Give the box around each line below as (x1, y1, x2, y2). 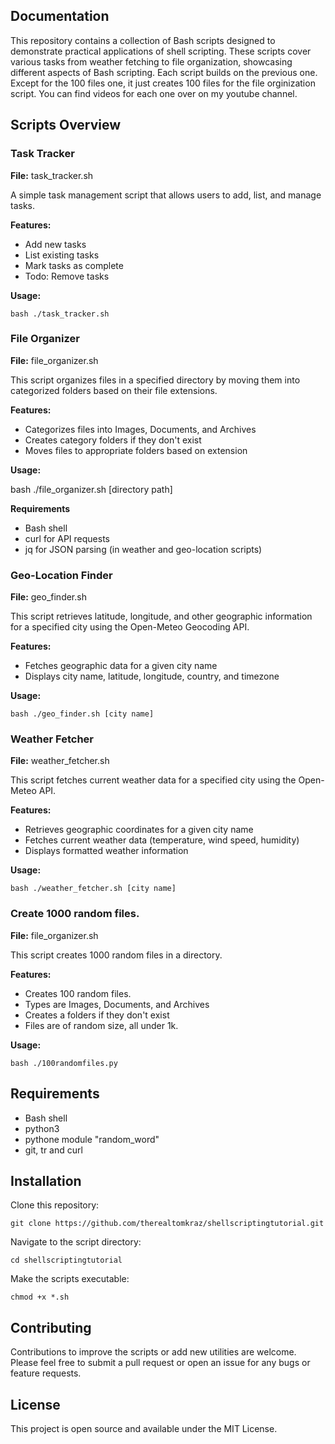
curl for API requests (24, 532, 110, 544)
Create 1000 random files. (10, 907, 140, 921)
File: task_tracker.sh (10, 169, 94, 181)
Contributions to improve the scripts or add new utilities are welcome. (10, 1346, 297, 1358)
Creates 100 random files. (24, 987, 132, 999)
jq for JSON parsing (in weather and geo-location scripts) (24, 543, 263, 555)
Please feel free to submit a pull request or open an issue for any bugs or (10, 1357, 311, 1369)
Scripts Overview (10, 117, 122, 134)
